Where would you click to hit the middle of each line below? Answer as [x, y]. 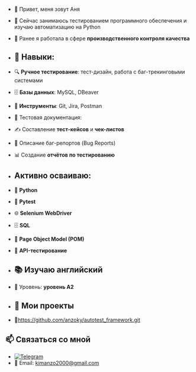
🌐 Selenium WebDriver [43, 213]
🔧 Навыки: [34, 57]
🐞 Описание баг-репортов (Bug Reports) [65, 143]
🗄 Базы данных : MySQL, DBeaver [56, 92]
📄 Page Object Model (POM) [49, 239]
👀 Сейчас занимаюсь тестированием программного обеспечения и [100, 20]
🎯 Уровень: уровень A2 [44, 287]
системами [28, 80]
